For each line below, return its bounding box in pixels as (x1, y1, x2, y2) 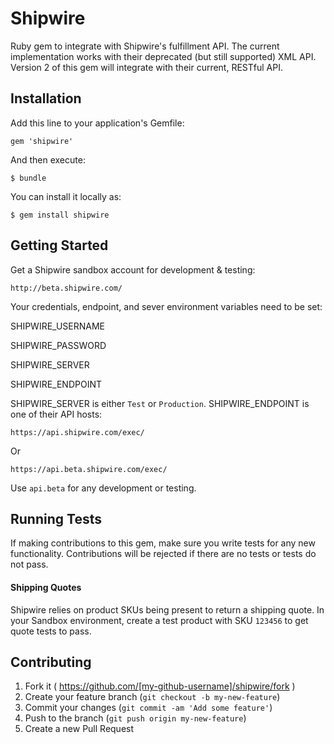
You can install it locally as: (10, 190, 122, 202)
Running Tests (10, 510, 102, 527)
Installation (10, 90, 82, 107)
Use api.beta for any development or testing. (10, 482, 197, 494)
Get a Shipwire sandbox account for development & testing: (10, 263, 256, 276)
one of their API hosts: (10, 408, 103, 420)
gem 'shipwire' (10, 136, 74, 146)
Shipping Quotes (10, 581, 82, 593)
